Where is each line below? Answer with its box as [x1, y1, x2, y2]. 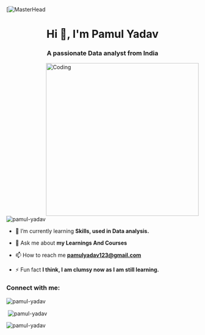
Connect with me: [6, 284, 60, 292]
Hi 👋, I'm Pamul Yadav [46, 28, 159, 41]
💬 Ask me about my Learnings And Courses [15, 239, 128, 247]
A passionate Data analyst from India [46, 49, 159, 57]
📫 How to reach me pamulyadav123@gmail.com [15, 251, 142, 259]
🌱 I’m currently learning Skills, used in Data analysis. [15, 227, 149, 235]
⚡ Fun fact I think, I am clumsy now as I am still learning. [15, 266, 160, 273]
